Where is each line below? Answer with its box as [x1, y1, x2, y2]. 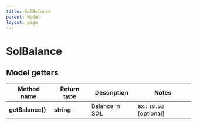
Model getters [6, 68, 59, 78]
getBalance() [9, 106, 46, 114]
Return [60, 85, 80, 93]
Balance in [91, 102, 120, 110]
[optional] [137, 109, 165, 117]
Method [17, 85, 40, 93]
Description [94, 89, 128, 97]
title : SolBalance [6, 8, 51, 15]
